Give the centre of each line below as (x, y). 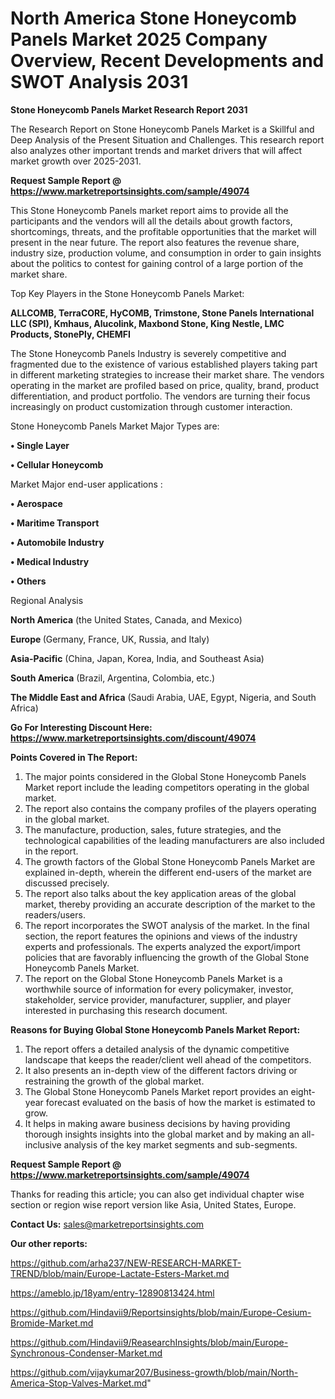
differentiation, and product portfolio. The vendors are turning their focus (160, 396)
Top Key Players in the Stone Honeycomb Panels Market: (127, 293)
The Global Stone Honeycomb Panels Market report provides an (156, 1091)
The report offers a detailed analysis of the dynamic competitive (157, 1049)
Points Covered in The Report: (74, 757)
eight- (303, 1091)
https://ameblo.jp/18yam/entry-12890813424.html (112, 1293)
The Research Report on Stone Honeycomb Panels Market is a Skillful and (162, 129)
